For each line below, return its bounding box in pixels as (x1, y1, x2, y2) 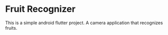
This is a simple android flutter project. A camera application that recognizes (5, 20, 163, 26)
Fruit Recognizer (5, 3, 76, 15)
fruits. (5, 25, 18, 31)
